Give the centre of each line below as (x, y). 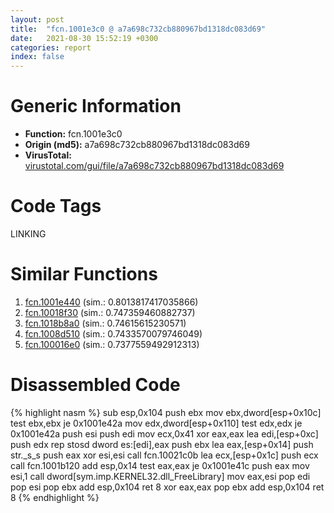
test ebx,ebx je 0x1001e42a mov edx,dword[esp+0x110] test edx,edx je (156, 423)
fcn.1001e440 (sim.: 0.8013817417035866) (111, 302)
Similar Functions (84, 274)
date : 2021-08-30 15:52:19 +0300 (84, 38)
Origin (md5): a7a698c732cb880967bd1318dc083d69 (137, 145)
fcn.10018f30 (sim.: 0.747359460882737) (110, 312)
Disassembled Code (95, 385)
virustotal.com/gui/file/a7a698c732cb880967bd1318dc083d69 (154, 166)
